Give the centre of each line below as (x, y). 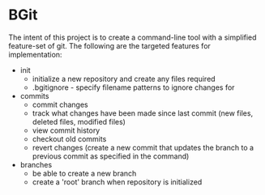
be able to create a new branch (84, 173)
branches (36, 164)
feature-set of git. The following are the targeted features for (109, 45)
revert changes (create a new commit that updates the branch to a (143, 147)
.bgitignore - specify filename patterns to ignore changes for (133, 87)
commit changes (60, 104)
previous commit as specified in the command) (111, 156)
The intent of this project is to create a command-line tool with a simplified (132, 37)
